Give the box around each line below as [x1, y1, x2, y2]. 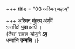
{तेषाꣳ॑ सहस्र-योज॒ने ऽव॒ [6, 30, 48, 37]
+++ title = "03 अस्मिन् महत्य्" [6, 6, 70, 12]
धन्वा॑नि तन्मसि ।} [6, 37, 39, 44]
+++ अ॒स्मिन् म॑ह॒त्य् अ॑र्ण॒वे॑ [6, 17, 53, 24]
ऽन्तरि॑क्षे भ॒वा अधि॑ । [6, 24, 42, 30]
